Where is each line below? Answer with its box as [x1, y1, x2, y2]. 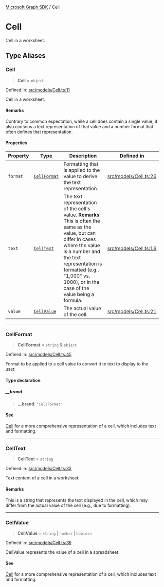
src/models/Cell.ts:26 [107, 173, 157, 180]
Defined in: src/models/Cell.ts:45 [5, 352, 72, 358]
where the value [63, 242, 100, 249]
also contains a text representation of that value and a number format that [5, 123, 154, 129]
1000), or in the [63, 279, 100, 286]
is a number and [63, 248, 100, 255]
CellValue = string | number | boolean [17, 530, 92, 536]
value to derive [63, 173, 98, 180]
